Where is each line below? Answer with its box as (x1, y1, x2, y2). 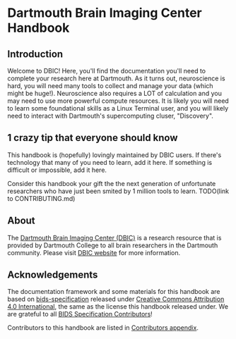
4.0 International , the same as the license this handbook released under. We (7, 302, 228, 311)
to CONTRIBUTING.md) (7, 194, 76, 202)
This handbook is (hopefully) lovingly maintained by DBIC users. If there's (7, 150, 222, 159)
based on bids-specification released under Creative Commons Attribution (7, 295, 225, 304)
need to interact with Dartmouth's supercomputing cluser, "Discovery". (7, 111, 214, 120)
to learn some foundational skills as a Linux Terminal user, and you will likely (7, 104, 229, 112)
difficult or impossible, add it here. (7, 166, 107, 174)
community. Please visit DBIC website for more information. (7, 248, 181, 257)
